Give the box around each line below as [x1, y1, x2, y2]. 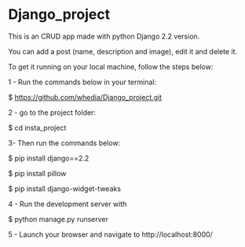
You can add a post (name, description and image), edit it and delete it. [8, 46, 238, 56]
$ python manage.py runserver [8, 214, 108, 223]
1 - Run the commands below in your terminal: [8, 77, 157, 87]
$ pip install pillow [8, 168, 67, 178]
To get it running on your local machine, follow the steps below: [8, 61, 214, 72]
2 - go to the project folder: [8, 108, 97, 117]
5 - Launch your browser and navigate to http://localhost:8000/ [8, 230, 214, 239]
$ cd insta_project [8, 123, 67, 132]
